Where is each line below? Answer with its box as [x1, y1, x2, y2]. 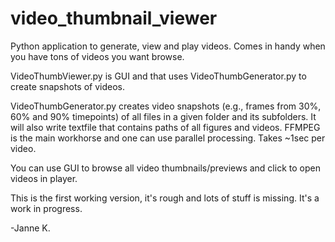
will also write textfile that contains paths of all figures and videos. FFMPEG [10, 121, 321, 133]
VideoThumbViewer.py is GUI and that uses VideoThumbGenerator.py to [10, 70, 307, 82]
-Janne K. [10, 222, 51, 234]
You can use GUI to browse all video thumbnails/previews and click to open [10, 162, 321, 174]
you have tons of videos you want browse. [10, 50, 185, 62]
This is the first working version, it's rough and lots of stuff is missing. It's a [10, 192, 320, 204]
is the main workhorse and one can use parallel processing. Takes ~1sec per [10, 132, 326, 144]
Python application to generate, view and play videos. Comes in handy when [10, 40, 326, 52]
